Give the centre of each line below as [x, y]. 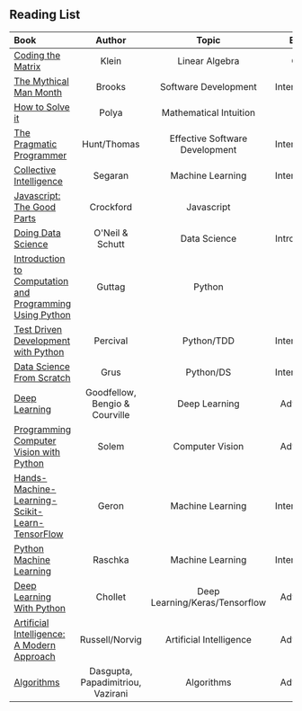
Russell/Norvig [111, 639]
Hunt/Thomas [111, 144]
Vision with [37, 451]
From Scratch [42, 378]
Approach [35, 656]
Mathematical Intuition [209, 112]
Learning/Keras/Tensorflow [209, 602]
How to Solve [42, 107]
